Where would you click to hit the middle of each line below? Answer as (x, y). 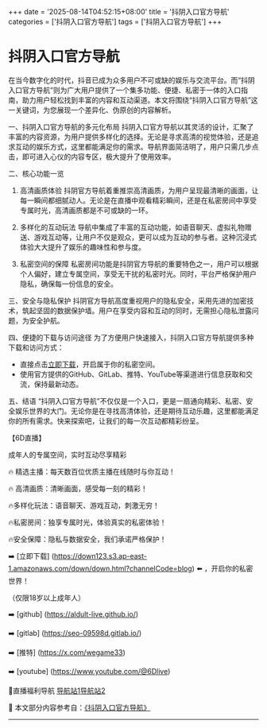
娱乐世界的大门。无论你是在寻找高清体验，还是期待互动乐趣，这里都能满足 (137, 411)
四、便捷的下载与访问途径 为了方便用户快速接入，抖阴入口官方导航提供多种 (131, 337)
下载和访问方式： (36, 347)
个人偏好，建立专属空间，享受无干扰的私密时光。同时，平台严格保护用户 (138, 273)
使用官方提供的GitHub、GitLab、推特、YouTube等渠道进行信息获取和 (133, 374)
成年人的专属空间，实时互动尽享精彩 (68, 455)
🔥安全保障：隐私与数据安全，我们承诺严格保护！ (87, 539)
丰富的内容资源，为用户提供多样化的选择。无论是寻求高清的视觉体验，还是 (130, 137)
